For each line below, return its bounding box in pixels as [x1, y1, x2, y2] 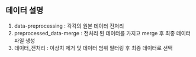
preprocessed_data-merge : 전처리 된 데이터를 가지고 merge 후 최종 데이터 [14, 29, 191, 36]
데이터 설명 [5, 5, 44, 16]
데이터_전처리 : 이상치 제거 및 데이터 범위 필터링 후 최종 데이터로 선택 [14, 44, 173, 51]
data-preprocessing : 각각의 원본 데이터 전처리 [14, 22, 124, 29]
